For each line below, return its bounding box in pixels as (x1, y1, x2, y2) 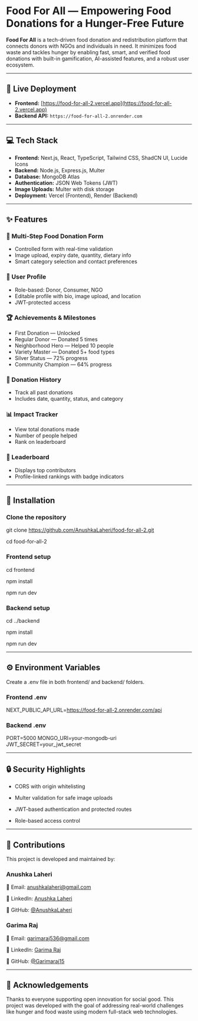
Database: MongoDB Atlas (14, 173, 80, 180)
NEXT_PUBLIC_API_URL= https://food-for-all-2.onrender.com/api (6, 706, 162, 714)
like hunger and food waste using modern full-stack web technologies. (6, 1008, 178, 1016)
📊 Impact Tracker (6, 410, 58, 418)
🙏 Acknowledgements (6, 980, 89, 990)
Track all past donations (14, 389, 73, 396)
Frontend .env (6, 693, 47, 701)
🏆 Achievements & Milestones (6, 314, 96, 322)
